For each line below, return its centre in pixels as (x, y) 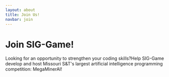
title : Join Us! (22, 15)
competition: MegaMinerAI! (34, 69)
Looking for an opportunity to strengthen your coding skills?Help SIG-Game (85, 58)
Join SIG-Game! (40, 44)
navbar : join (19, 19)
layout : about (20, 10)
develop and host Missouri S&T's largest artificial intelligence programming (84, 64)
